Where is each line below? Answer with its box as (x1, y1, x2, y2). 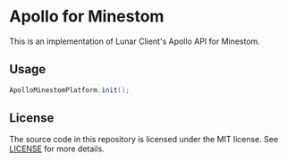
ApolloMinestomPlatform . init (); (9, 85, 130, 95)
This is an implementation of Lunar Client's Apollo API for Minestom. (9, 36, 261, 47)
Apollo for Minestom (9, 6, 165, 27)
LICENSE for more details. (9, 143, 105, 154)
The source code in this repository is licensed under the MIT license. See (9, 134, 279, 145)
